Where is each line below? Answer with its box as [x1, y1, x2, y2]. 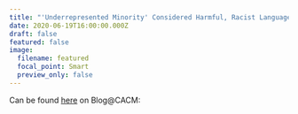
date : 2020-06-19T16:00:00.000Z [9, 21, 129, 30]
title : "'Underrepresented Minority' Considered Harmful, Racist [9, 12, 255, 22]
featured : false [9, 37, 69, 47]
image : [9, 46, 34, 55]
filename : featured [17, 54, 90, 63]
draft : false [9, 29, 58, 38]
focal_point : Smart [17, 63, 90, 72]
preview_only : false [17, 71, 93, 80]
